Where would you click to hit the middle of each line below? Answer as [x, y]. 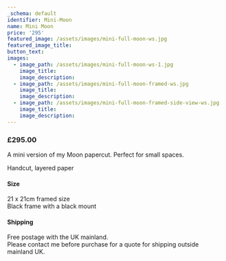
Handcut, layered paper [41, 168]
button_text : [26, 52]
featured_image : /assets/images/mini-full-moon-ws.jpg [87, 39]
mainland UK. [26, 252]
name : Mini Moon [30, 26]
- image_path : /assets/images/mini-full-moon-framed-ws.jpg [101, 84]
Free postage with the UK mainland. [58, 237]
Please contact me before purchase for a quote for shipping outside [103, 245]
